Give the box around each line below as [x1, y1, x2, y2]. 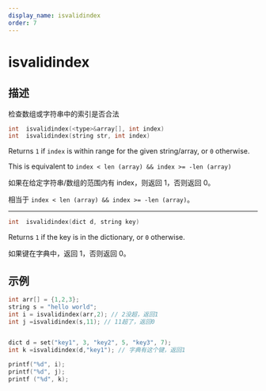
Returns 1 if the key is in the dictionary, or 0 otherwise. [8, 233, 185, 242]
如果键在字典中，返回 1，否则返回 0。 [8, 249, 131, 258]
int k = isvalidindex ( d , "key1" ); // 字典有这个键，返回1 [8, 346, 186, 355]
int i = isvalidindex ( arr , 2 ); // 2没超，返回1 [8, 310, 158, 318]
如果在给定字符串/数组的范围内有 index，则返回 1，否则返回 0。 [8, 178, 215, 188]
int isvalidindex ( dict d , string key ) [8, 218, 140, 226]
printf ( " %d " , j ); [8, 368, 66, 376]
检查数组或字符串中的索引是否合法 [8, 108, 120, 119]
